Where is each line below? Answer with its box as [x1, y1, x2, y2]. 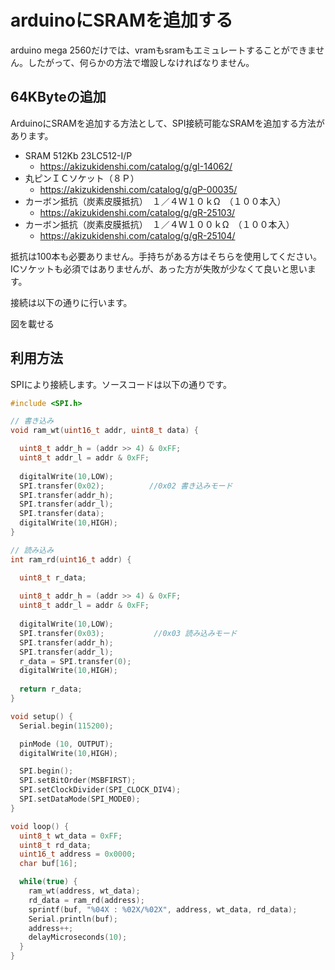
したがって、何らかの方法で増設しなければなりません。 [27, 56, 255, 68]
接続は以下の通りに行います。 [10, 296, 133, 308]
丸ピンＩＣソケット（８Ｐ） [24, 172, 140, 184]
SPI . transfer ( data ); [19, 509, 105, 519]
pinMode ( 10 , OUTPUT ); [19, 739, 114, 749]
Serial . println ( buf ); [28, 914, 118, 924]
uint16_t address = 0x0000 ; [19, 849, 137, 860]
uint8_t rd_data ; [19, 840, 92, 850]
